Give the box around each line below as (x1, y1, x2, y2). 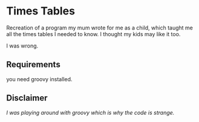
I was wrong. (6, 42, 39, 49)
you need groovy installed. (6, 75, 73, 82)
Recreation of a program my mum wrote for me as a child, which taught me (6, 24, 194, 31)
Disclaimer (6, 93, 48, 103)
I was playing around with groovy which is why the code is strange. (6, 109, 175, 116)
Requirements (6, 59, 60, 70)
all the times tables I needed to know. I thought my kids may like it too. (6, 30, 181, 37)
